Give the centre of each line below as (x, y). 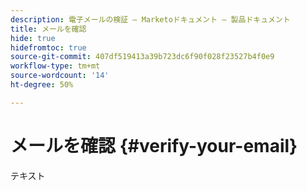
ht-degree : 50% (42, 85)
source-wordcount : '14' (60, 76)
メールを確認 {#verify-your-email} (154, 145)
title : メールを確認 (48, 29)
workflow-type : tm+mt (55, 66)
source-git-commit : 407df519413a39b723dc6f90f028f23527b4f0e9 (142, 57)
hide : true (33, 38)
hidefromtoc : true (48, 47)
